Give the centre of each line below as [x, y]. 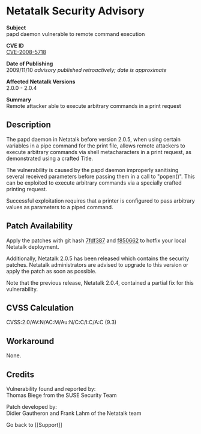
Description [28, 125]
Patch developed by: [31, 407]
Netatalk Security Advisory [76, 11]
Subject [16, 28]
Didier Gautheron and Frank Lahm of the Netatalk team [74, 413]
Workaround [30, 341]
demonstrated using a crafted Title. [50, 158]
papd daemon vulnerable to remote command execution [76, 34]
